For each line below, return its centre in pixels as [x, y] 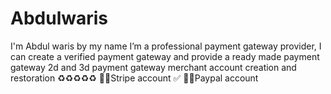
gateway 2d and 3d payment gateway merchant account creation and [153, 67]
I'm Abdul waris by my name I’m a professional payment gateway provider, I [166, 46]
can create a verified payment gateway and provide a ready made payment [165, 56]
